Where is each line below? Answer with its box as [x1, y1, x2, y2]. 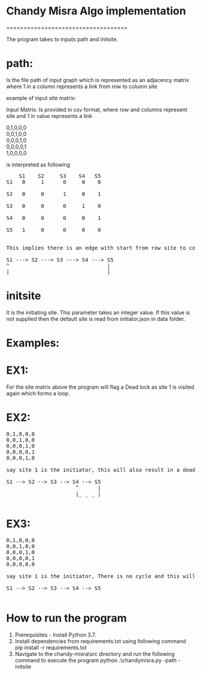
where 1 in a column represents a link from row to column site [6, 83, 157, 90]
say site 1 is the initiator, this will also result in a [6, 466, 180, 473]
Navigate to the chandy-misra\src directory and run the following [14, 650, 175, 657]
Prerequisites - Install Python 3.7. [14, 631, 96, 638]
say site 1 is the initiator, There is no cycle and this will [6, 573, 196, 579]
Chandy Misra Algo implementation [6, 4, 187, 18]
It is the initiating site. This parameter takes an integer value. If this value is [6, 308, 190, 316]
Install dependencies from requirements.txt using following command [14, 637, 187, 644]
